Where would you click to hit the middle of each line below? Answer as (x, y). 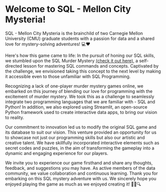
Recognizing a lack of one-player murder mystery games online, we (74, 86)
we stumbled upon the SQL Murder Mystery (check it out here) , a (72, 61)
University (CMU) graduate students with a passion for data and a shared (80, 38)
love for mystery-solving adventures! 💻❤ (48, 44)
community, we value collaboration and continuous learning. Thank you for (82, 173)
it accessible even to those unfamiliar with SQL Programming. (68, 76)
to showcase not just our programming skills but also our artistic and (75, 137)
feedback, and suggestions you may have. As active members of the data (80, 168)
